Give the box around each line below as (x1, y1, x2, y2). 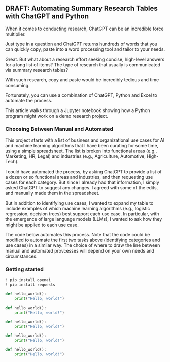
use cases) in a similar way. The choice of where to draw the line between (5, 242, 160, 248)
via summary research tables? (5, 67, 69, 73)
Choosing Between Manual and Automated (5, 125, 113, 132)
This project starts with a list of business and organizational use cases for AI (5, 137, 165, 143)
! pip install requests (5, 282, 56, 287)
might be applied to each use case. (5, 221, 79, 228)
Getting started (5, 266, 44, 273)
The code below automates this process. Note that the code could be (5, 232, 150, 238)
